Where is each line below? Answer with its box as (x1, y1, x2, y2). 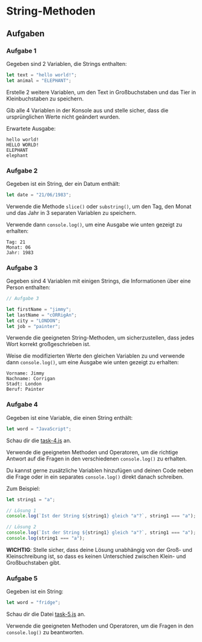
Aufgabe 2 (6, 166, 38, 175)
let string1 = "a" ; (6, 496, 56, 503)
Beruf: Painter (6, 386, 45, 393)
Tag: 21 (6, 239, 26, 245)
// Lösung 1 (6, 507, 36, 514)
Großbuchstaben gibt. (6, 558, 61, 566)
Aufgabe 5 (6, 574, 38, 582)
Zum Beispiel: (6, 485, 41, 492)
